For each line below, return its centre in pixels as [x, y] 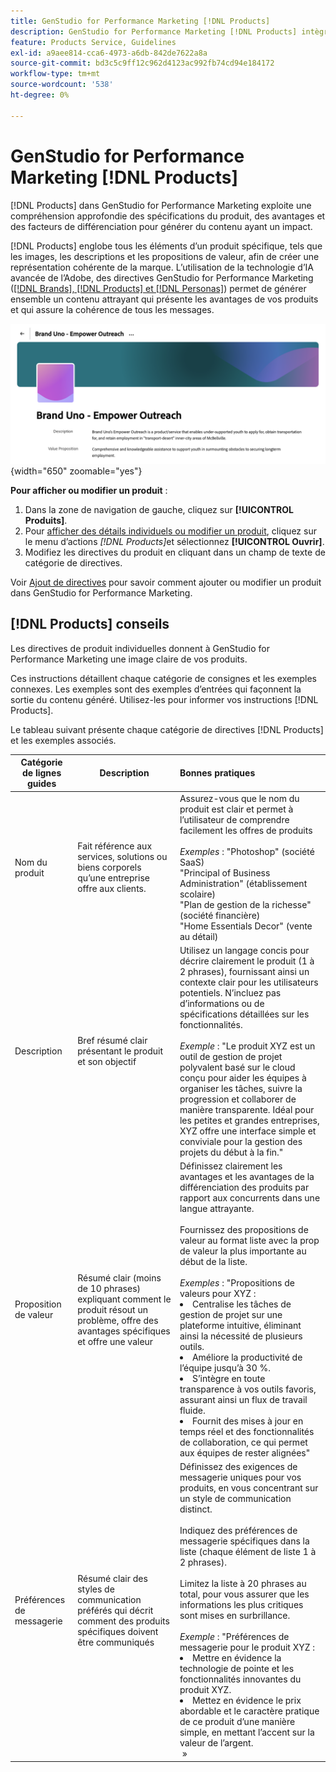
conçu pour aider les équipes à [243, 1077]
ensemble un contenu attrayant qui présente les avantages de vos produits [164, 299]
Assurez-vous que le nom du [239, 798]
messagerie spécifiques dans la [244, 1541]
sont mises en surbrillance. [235, 1616]
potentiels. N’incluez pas [230, 992]
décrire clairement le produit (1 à [247, 961]
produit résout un [112, 1309]
